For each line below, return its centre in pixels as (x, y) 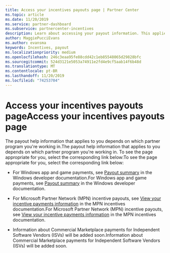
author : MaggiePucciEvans (32, 38)
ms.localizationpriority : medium (40, 52)
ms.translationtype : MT (30, 66)
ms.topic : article (25, 15)
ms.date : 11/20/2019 (27, 19)
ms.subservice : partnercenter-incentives (50, 29)
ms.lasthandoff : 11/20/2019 (35, 76)
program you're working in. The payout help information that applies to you (83, 146)
